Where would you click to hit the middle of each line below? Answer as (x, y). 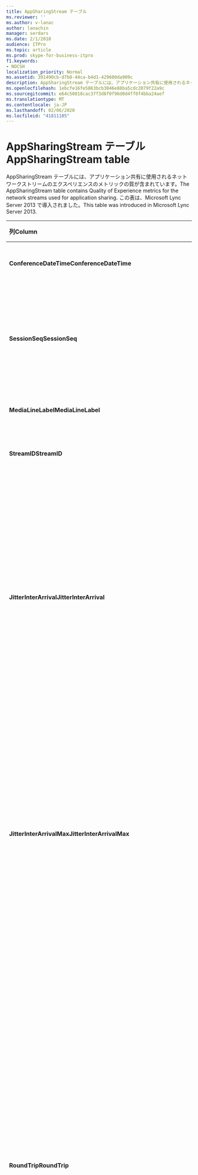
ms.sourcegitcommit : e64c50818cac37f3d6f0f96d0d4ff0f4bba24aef (85, 94)
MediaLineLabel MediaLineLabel (55, 410)
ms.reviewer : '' (26, 17)
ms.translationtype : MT (35, 99)
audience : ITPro (26, 45)
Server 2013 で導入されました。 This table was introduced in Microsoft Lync (98, 205)
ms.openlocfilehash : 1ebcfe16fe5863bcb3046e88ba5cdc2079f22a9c (85, 88)
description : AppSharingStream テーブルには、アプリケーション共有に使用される (96, 83)
